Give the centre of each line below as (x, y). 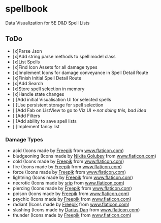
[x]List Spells (26, 62)
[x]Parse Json (27, 51)
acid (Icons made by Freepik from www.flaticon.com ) (68, 151)
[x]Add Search (28, 83)
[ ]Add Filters (26, 116)
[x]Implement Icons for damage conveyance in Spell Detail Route (80, 72)
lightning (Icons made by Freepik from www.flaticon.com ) (73, 177)
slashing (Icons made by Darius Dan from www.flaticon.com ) (76, 210)
